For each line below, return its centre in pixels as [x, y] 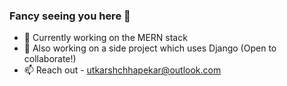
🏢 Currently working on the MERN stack [105, 38]
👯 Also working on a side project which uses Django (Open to [150, 48]
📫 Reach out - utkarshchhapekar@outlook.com [122, 70]
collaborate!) [50, 59]
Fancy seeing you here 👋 [70, 16]
